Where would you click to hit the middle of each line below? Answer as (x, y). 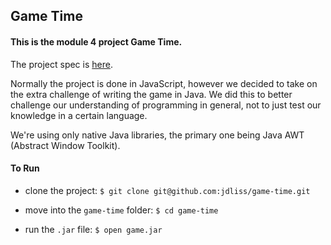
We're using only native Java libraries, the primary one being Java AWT (157, 135)
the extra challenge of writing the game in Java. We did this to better (151, 94)
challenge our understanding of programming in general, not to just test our (166, 105)
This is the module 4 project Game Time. (96, 41)
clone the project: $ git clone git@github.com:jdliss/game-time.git (167, 190)
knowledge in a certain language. (79, 115)
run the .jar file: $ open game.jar (93, 229)
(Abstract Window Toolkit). (65, 145)
